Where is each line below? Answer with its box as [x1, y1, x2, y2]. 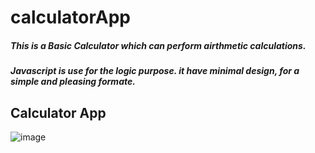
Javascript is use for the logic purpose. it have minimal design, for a [10, 65, 300, 77]
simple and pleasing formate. [10, 76, 136, 88]
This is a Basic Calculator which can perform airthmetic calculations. [10, 39, 307, 51]
